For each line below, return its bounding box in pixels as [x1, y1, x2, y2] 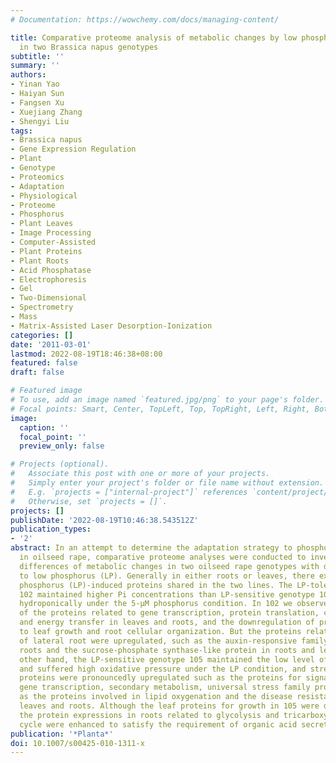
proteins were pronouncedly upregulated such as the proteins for [19, 673, 302, 683]
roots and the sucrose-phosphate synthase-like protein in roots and [19, 645, 315, 655]
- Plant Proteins [10, 246, 83, 256]
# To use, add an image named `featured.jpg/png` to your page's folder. [10, 395, 325, 405]
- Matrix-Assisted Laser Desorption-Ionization [10, 321, 213, 331]
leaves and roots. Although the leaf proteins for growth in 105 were [19, 701, 320, 711]
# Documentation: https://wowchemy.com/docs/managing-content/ [10, 14, 280, 25]
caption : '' [19, 422, 70, 433]
